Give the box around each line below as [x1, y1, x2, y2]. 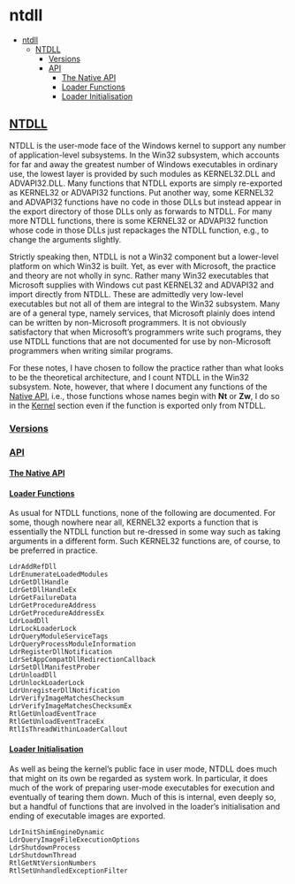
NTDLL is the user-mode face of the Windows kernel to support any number [9, 140, 287, 150]
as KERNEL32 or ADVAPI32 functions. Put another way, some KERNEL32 [9, 187, 274, 197]
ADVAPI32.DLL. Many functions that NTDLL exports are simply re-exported [9, 178, 283, 188]
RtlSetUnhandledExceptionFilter [9, 866, 128, 875]
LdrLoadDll [9, 617, 49, 626]
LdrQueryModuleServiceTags [9, 632, 109, 642]
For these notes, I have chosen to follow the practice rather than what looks [9, 362, 284, 373]
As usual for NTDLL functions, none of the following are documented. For [9, 508, 276, 519]
